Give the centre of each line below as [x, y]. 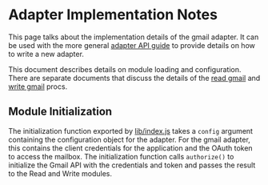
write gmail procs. [38, 86]
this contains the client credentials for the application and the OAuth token [131, 148]
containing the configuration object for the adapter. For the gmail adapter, [129, 139]
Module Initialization [60, 112]
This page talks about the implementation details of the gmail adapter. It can [134, 37]
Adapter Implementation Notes [113, 15]
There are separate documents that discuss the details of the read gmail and [134, 78]
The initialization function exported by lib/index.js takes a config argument [131, 131]
